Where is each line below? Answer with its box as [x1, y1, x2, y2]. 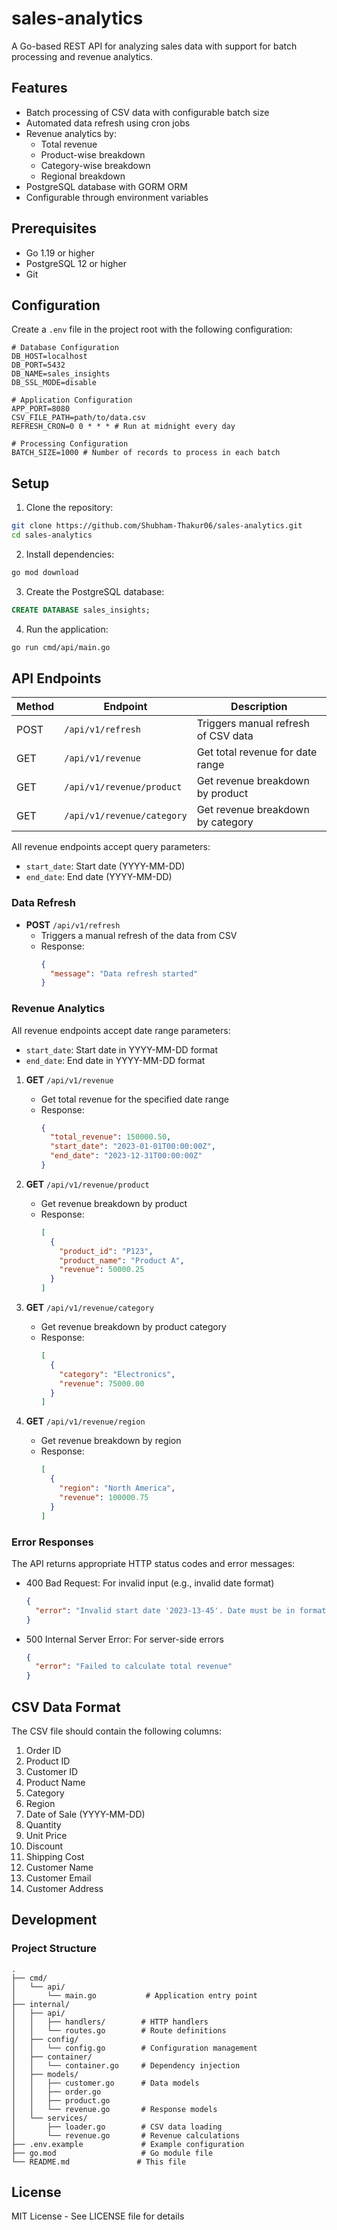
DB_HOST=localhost [11, 352, 88, 362]
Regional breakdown [40, 170, 126, 182]
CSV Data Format [11, 1698, 121, 1716]
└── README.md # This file [11, 2157, 187, 2167]
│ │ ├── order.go [11, 2087, 102, 2097]
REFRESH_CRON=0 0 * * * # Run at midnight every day [11, 422, 236, 432]
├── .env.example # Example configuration [11, 2139, 245, 2149]
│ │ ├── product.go [11, 2095, 111, 2106]
